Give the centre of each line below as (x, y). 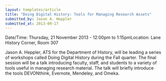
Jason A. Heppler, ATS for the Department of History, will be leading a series (83, 52)
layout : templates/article (33, 10)
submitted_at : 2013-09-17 (32, 23)
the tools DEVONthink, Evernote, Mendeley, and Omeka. (62, 73)
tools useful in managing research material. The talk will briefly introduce (80, 68)
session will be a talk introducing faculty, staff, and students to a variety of (81, 63)
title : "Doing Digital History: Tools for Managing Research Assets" (79, 14)
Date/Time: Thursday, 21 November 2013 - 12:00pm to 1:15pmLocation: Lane (83, 38)
